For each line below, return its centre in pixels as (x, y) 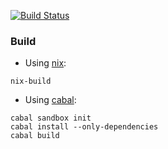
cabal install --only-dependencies (84, 127)
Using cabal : (50, 100)
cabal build (35, 136)
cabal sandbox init (51, 118)
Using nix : (45, 63)
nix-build (31, 81)
